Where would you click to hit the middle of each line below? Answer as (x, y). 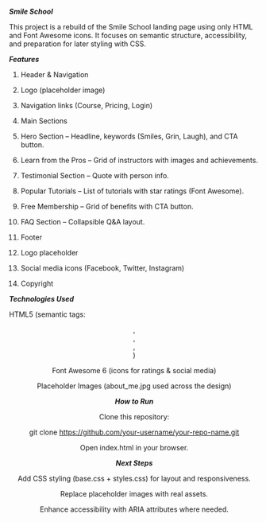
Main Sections (44, 121)
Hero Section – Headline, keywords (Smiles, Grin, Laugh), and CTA (129, 136)
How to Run (134, 401)
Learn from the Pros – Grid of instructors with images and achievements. (139, 160)
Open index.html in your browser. (134, 448)
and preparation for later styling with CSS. (77, 44)
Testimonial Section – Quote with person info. (94, 175)
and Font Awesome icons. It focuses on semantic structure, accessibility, (128, 35)
